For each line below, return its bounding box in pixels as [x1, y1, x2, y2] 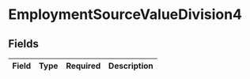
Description [108, 61, 154, 71]
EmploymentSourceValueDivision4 [8, 6, 243, 24]
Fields [8, 37, 40, 51]
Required [66, 61, 101, 71]
